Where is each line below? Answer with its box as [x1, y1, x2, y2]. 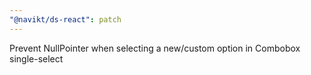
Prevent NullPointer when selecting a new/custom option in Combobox [9, 42, 301, 54]
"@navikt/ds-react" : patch [9, 14, 122, 25]
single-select [9, 52, 64, 65]
